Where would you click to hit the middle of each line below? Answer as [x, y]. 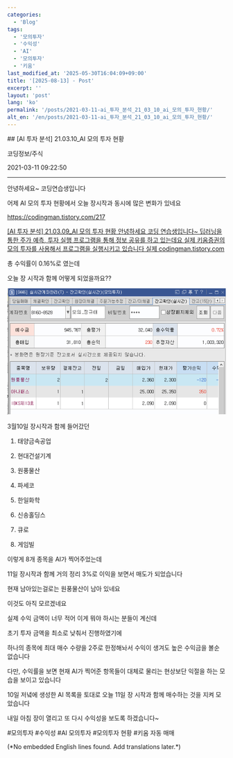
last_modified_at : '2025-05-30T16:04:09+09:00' [77, 73]
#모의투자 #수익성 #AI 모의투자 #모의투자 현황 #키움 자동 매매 [91, 733]
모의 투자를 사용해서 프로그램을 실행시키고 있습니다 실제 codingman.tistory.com [116, 248]
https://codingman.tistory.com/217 [56, 217]
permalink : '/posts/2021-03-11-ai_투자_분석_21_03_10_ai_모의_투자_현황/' [110, 110]
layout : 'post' [29, 95]
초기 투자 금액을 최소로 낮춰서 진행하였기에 [65, 633]
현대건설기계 [34, 456]
